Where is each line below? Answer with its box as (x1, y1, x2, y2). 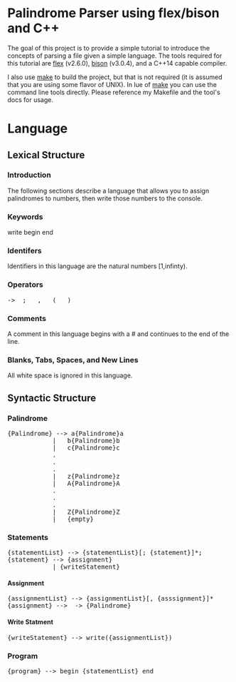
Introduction (7, 170, 51, 180)
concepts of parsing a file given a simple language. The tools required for (7, 51, 222, 60)
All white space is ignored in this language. (7, 371, 133, 380)
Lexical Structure (7, 148, 85, 161)
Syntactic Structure (7, 392, 97, 404)
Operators (7, 280, 44, 290)
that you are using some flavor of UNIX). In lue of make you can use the (7, 80, 217, 88)
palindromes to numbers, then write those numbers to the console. (7, 194, 203, 203)
